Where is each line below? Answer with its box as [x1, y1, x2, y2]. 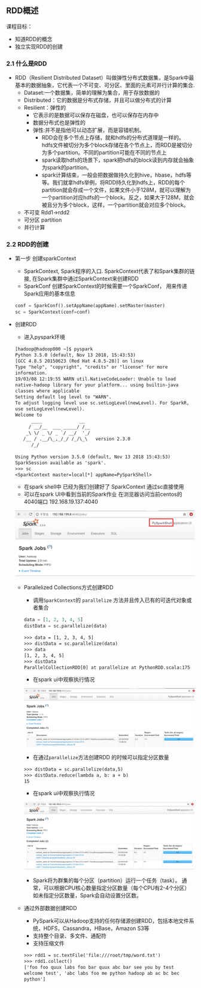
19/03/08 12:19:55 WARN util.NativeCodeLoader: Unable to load [14, 376, 176, 382]
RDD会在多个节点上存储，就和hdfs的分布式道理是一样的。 [41, 134, 184, 141]
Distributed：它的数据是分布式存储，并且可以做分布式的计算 [23, 96, 172, 104]
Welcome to [14, 412, 42, 418]
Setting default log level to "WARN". [14, 394, 112, 400]
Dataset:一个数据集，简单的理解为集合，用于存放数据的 [23, 89, 160, 96]
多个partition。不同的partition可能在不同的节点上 [47, 149, 167, 156]
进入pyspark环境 [23, 334, 65, 341]
